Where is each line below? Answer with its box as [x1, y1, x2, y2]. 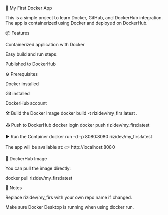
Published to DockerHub [5, 61, 57, 67]
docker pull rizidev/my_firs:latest [5, 175, 73, 181]
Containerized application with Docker [5, 42, 85, 47]
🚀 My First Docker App [5, 5, 52, 11]
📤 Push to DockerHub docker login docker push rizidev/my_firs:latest [5, 122, 150, 128]
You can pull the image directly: [5, 165, 71, 171]
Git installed [5, 91, 30, 96]
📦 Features [5, 30, 30, 36]
